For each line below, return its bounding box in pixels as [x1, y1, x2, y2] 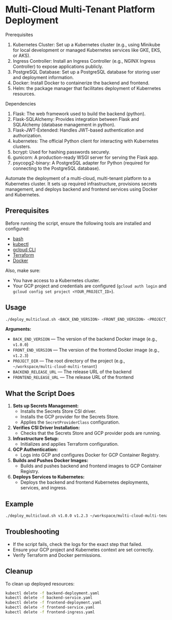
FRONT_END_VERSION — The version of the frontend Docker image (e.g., [12, 347, 160, 353]
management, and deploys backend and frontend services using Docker [5, 186, 158, 192]
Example [5, 500, 34, 508]
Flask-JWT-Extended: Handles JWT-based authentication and [12, 127, 144, 133]
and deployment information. [12, 74, 74, 80]
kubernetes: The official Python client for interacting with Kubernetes [12, 138, 159, 144]
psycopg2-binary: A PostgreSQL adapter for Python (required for [12, 159, 150, 166]
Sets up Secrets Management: [12, 403, 79, 409]
